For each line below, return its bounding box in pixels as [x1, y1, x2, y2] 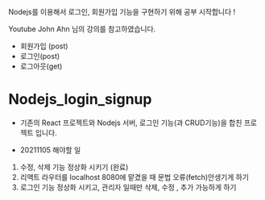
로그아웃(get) [19, 61, 63, 71]
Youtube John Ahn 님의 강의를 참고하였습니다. [8, 24, 156, 34]
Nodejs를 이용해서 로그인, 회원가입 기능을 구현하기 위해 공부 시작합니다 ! [8, 7, 236, 16]
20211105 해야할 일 [19, 144, 81, 155]
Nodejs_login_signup [8, 90, 152, 109]
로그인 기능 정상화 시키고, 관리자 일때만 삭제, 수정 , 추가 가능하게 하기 [19, 182, 237, 192]
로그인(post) [19, 52, 60, 60]
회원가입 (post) [19, 41, 68, 51]
